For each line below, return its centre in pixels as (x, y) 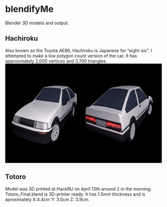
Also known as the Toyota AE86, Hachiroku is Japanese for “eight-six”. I (79, 50)
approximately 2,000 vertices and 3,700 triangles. (56, 61)
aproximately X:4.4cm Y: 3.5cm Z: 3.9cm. (47, 199)
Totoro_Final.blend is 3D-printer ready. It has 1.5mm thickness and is (75, 194)
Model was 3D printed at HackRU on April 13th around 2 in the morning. (79, 189)
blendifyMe (29, 9)
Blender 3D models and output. (37, 23)
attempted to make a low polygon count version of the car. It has (71, 56)
